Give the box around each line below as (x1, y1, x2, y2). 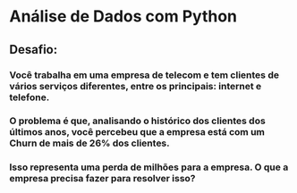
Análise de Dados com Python (9, 6, 237, 27)
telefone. (9, 91, 50, 104)
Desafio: (9, 42, 58, 57)
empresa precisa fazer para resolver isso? (9, 172, 196, 185)
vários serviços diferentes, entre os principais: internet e (9, 80, 262, 92)
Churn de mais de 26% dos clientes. (9, 137, 170, 149)
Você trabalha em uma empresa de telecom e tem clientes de (9, 69, 280, 81)
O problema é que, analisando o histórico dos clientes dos (9, 114, 266, 127)
